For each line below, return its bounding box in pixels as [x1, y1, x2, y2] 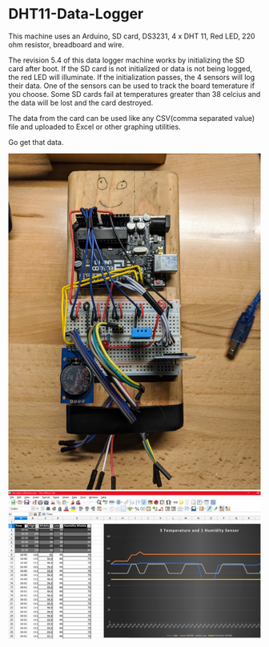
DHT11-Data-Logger [8, 5, 144, 23]
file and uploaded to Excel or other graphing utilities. [8, 122, 182, 131]
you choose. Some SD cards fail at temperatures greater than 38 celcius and [8, 89, 261, 98]
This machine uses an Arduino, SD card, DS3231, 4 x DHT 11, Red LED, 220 [8, 31, 255, 41]
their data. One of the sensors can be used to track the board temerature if [8, 81, 255, 90]
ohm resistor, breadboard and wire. [8, 39, 125, 49]
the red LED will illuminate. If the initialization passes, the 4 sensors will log [8, 72, 255, 82]
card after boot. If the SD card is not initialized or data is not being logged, [8, 63, 253, 73]
